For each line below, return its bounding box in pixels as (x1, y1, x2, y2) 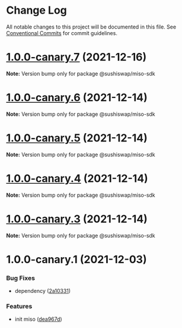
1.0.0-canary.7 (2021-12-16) (6, 51, 147, 64)
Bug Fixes (6, 274, 36, 282)
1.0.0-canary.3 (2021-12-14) (6, 212, 148, 226)
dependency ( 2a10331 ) (14, 288, 71, 295)
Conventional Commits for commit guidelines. (6, 29, 117, 36)
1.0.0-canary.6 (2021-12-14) (6, 91, 148, 105)
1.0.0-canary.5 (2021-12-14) (6, 131, 148, 144)
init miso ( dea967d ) (14, 316, 62, 323)
